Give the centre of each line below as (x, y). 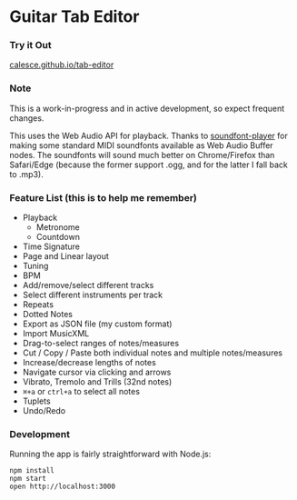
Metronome (58, 227)
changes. (27, 118)
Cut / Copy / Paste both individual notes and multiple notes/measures (153, 353)
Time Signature (51, 246)
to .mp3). (26, 174)
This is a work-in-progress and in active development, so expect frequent (147, 108)
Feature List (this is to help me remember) (103, 197)
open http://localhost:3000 (63, 487)
